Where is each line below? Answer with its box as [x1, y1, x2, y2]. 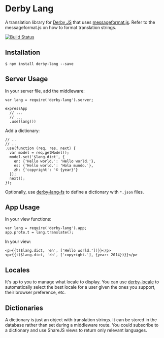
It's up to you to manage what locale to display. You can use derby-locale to [5, 279, 159, 285]
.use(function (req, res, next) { [5, 146, 76, 151]
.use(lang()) [9, 119, 36, 124]
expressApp [5, 106, 28, 111]
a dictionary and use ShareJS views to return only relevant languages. [5, 327, 147, 333]
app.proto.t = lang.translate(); [5, 230, 74, 235]
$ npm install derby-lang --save [5, 61, 74, 67]
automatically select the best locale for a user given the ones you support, [5, 284, 156, 290]
